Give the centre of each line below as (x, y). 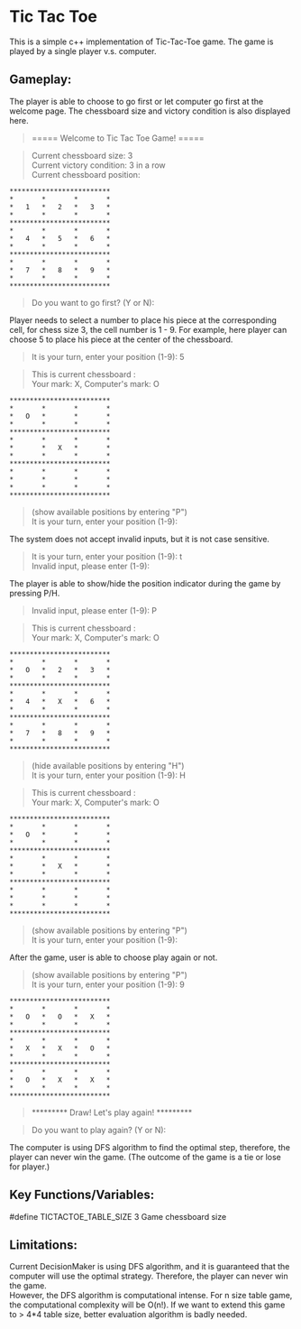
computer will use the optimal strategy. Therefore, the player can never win (149, 1276)
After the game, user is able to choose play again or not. (114, 957)
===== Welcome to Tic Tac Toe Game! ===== (118, 138)
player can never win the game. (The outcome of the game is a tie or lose (145, 1157)
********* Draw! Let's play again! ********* (112, 1112)
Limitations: (44, 1245)
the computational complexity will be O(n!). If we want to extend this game (147, 1305)
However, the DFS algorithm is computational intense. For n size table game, (151, 1296)
